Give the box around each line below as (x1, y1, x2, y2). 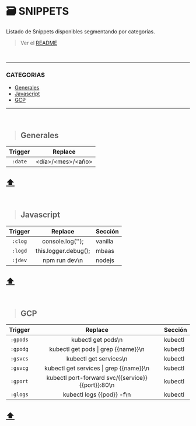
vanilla (96, 237, 114, 245)
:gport (10, 378, 29, 385)
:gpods (10, 336, 29, 343)
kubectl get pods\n (71, 336, 123, 344)
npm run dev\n (43, 256, 83, 264)
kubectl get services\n (66, 355, 128, 363)
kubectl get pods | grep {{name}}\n (49, 345, 145, 353)
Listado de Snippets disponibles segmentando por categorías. (6, 28, 156, 35)
